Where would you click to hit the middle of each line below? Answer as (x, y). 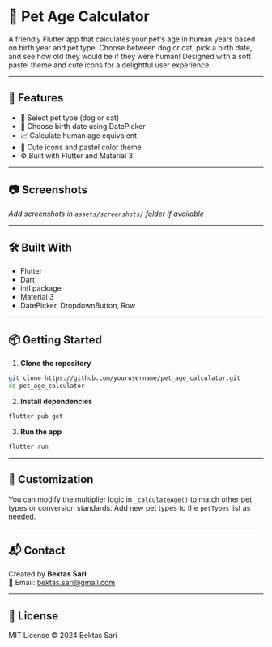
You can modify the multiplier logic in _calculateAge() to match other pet (130, 499)
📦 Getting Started (55, 340)
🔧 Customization (51, 479)
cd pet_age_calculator (47, 386)
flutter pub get (36, 416)
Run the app (41, 431)
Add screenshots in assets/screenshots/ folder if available (106, 214)
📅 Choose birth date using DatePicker (83, 126)
